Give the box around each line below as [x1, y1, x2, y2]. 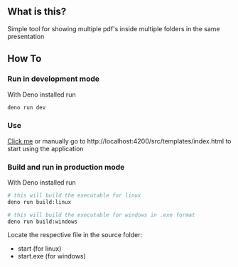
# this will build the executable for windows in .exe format [7, 211, 195, 219]
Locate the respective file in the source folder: [7, 231, 143, 239]
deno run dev [7, 104, 46, 111]
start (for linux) [17, 244, 62, 253]
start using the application [7, 144, 84, 153]
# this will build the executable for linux [7, 192, 141, 199]
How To [7, 53, 42, 65]
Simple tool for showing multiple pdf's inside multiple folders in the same [7, 24, 220, 33]
